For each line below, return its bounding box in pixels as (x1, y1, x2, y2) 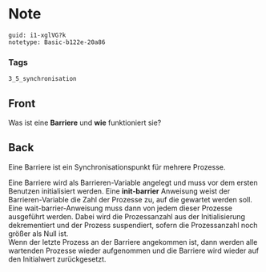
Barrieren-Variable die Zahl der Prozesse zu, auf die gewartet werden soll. (8, 194, 252, 204)
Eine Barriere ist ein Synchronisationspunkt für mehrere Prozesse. (8, 162, 226, 172)
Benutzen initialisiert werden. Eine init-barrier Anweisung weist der (8, 186, 231, 196)
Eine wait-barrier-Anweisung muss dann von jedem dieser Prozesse (8, 203, 233, 213)
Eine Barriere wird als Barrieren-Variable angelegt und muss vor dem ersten (8, 178, 258, 187)
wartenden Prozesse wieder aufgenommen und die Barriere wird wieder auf (8, 246, 259, 255)
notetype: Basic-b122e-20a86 (8, 38, 106, 46)
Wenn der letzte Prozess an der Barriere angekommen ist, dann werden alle (8, 237, 258, 246)
